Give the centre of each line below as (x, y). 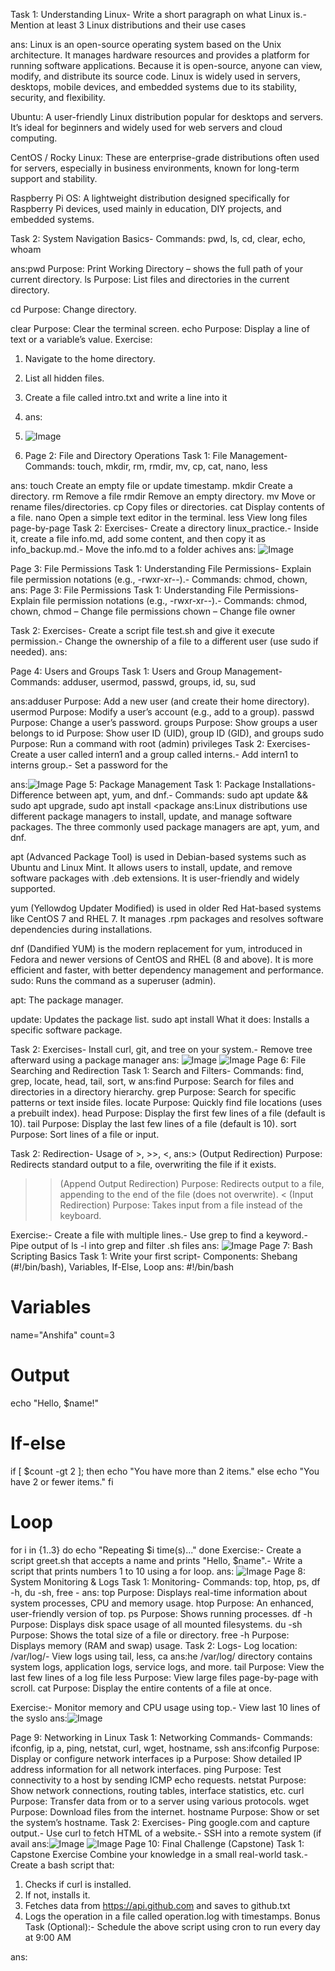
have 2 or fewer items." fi (62, 1481)
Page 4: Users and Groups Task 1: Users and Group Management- (146, 671)
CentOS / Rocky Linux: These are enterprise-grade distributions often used (165, 157)
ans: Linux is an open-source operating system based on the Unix (146, 44)
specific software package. (66, 1030)
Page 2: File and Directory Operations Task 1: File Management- (156, 455)
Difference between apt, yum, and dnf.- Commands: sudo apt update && (159, 795)
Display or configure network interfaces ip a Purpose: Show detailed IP (156, 1758)
